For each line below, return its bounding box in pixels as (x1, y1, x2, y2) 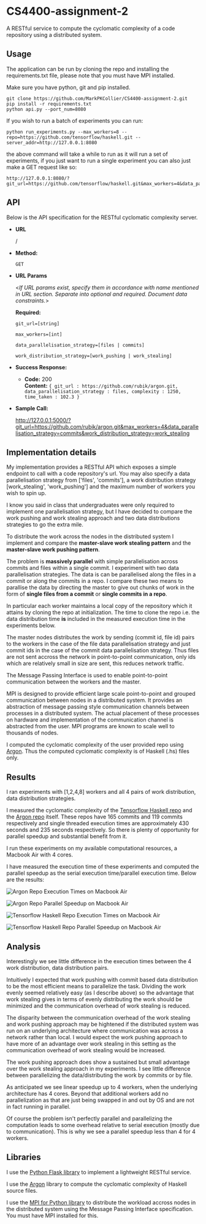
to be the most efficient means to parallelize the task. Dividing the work (6, 983, 186, 990)
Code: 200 (24, 375, 52, 383)
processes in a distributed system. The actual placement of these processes (6, 710, 200, 717)
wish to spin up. (6, 490, 47, 497)
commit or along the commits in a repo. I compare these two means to (6, 577, 184, 585)
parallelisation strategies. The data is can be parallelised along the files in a (6, 571, 196, 578)
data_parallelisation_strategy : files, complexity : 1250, (24, 388, 181, 395)
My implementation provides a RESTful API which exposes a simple (6, 463, 177, 471)
